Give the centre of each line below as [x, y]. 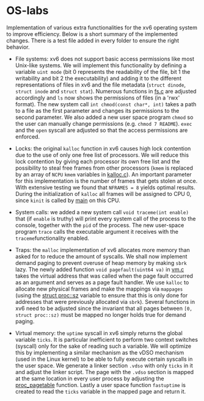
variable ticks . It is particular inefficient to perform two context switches [107, 339]
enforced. [27, 136]
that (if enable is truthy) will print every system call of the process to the [105, 219]
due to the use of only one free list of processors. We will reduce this [102, 155]
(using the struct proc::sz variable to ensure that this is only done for [101, 295]
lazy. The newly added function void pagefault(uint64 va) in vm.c [100, 269]
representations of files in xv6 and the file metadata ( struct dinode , [100, 85]
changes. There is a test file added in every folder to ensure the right [93, 40]
